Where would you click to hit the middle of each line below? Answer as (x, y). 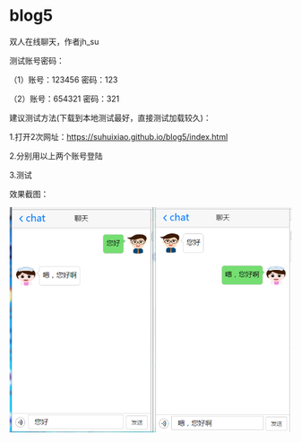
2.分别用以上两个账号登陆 (56, 156)
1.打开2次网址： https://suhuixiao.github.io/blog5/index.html (119, 136)
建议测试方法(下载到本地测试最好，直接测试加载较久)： (111, 117)
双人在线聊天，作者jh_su (54, 41)
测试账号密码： (37, 60)
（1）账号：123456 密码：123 (64, 79)
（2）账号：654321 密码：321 (64, 99)
